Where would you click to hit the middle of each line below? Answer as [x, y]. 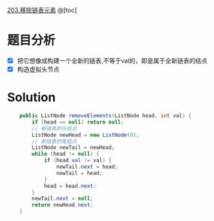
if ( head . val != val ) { [78, 161]
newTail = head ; [79, 173]
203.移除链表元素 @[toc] [42, 10]
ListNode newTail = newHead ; [73, 148]
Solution [32, 97]
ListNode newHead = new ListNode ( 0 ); [85, 135]
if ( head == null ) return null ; [78, 122]
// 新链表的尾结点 [54, 141]
